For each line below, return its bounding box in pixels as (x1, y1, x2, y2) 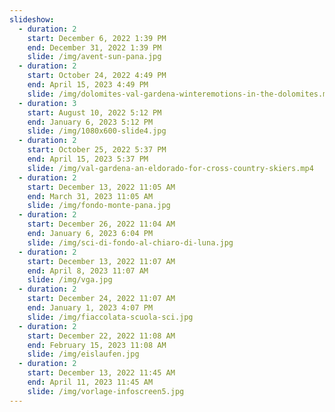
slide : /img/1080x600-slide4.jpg (27, 126, 167, 136)
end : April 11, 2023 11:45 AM (27, 377, 154, 387)
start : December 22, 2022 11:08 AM (27, 331, 176, 341)
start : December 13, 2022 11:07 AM (27, 256, 176, 266)
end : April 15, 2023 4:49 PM (27, 80, 149, 90)
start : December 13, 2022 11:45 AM (27, 368, 176, 378)
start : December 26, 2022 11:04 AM (27, 219, 176, 230)
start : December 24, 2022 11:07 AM (27, 294, 176, 304)
